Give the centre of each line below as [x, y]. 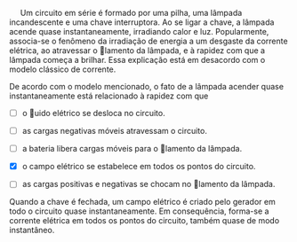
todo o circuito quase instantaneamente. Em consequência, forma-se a [139, 211]
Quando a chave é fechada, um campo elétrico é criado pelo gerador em [142, 202]
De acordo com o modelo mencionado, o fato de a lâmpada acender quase [147, 86]
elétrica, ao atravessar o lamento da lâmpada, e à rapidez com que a [137, 51]
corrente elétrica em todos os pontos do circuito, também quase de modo [144, 221]
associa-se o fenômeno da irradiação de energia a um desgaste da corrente [148, 41]
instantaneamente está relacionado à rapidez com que [109, 96]
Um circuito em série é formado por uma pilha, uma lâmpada [131, 13]
